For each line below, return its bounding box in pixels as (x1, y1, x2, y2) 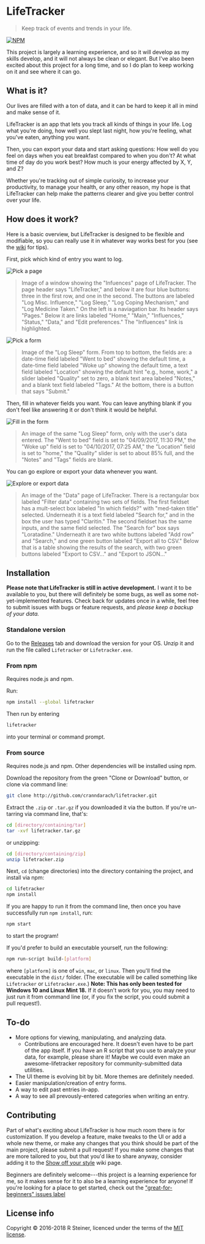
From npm (6, 661, 37, 670)
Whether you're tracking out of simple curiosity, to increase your (6, 177, 170, 184)
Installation (6, 567, 50, 578)
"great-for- (144, 1184, 173, 1191)
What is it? (6, 86, 48, 96)
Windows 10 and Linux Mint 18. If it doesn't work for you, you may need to (6, 986, 195, 994)
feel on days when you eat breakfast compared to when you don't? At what (6, 152, 196, 159)
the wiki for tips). (6, 244, 49, 251)
